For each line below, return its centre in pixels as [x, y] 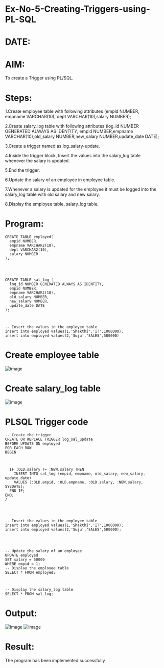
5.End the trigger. [23, 170]
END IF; [17, 491]
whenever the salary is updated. [37, 161]
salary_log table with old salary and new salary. [53, 194]
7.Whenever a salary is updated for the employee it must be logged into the [81, 189]
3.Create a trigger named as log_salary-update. [53, 146]
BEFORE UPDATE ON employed [33, 444]
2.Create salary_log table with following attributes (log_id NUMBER [72, 126]
